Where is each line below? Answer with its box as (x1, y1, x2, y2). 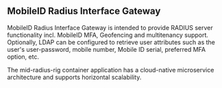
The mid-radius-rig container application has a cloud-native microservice (7, 65, 214, 74)
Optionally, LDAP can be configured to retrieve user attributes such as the (7, 38, 216, 46)
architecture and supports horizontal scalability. (7, 73, 142, 81)
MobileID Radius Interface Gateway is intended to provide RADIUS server (7, 23, 214, 31)
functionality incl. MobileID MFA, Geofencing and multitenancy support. (7, 31, 209, 39)
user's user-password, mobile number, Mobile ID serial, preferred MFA (7, 45, 206, 53)
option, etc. (7, 53, 40, 61)
